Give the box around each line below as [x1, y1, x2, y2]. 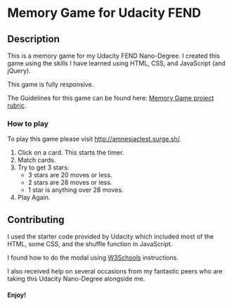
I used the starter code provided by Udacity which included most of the [7, 232, 214, 241]
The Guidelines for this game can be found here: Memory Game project [7, 94, 214, 102]
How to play [7, 118, 49, 128]
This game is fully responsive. [7, 80, 94, 89]
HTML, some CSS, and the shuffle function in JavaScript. [7, 240, 173, 248]
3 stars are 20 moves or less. [27, 171, 112, 179]
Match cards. [17, 156, 56, 165]
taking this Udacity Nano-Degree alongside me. [7, 274, 146, 283]
